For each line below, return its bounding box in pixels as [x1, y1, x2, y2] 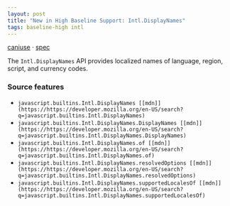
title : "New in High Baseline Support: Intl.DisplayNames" [7, 17, 186, 24]
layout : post [7, 10, 46, 18]
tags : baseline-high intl [7, 23, 84, 31]
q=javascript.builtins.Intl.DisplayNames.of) [17, 152, 155, 159]
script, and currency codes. [7, 65, 89, 73]
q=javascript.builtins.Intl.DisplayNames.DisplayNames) [17, 132, 187, 139]
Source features [7, 82, 65, 92]
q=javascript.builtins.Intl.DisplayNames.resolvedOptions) [17, 172, 197, 179]
